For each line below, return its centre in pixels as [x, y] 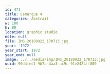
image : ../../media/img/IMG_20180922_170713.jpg [55, 59]
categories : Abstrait [27, 18]
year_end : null [20, 55]
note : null [16, 37]
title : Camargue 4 [24, 14]
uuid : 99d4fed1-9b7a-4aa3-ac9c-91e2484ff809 [51, 64]
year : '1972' [18, 46]
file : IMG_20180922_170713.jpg [37, 41]
